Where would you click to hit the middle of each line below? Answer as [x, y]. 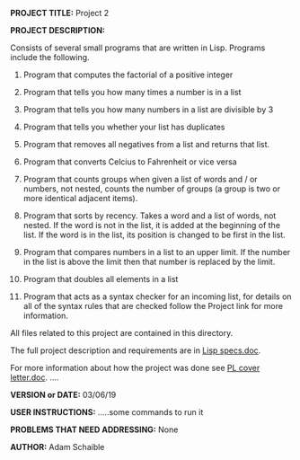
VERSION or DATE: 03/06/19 [63, 395]
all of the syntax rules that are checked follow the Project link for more [153, 306]
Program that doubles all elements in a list [101, 279]
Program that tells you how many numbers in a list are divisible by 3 [148, 110]
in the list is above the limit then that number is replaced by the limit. [149, 261]
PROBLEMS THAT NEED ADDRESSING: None [94, 429]
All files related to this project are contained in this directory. [122, 333]
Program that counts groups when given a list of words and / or [141, 179]
